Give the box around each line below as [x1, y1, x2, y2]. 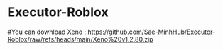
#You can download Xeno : [7, 27, 87, 36]
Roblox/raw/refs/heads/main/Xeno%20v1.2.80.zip [7, 35, 154, 43]
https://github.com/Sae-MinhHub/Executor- [87, 27, 216, 36]
